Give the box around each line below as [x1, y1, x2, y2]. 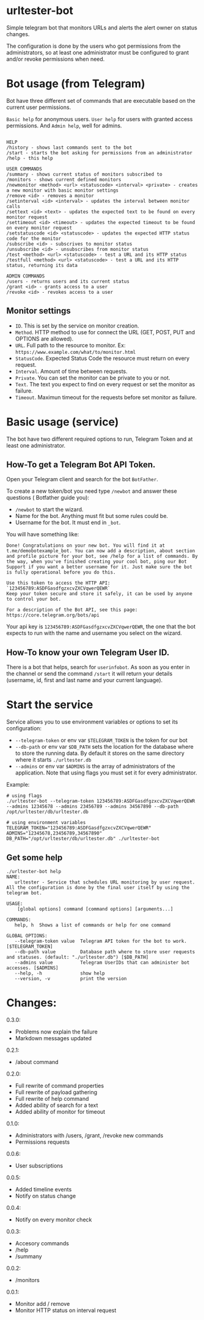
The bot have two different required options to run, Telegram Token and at [6, 435, 193, 443]
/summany [15, 1253, 42, 1260]
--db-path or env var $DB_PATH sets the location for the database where [15, 743, 194, 751]
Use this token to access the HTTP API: [6, 580, 111, 587]
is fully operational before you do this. [6, 569, 116, 576]
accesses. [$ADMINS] [6, 965, 59, 971]
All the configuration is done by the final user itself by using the [6, 885, 190, 891]
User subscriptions [15, 1161, 63, 1169]
